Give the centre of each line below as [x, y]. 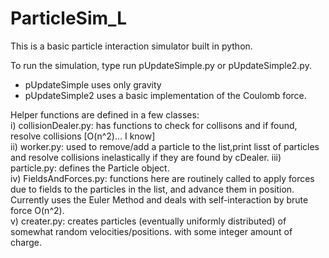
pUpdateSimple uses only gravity [93, 84]
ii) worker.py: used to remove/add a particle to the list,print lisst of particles [165, 146]
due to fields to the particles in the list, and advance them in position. [152, 189]
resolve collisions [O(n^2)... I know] [83, 136]
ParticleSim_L [69, 18]
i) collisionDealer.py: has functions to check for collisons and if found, [154, 125]
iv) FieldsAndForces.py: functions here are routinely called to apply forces [162, 178]
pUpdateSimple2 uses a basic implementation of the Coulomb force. [165, 95]
